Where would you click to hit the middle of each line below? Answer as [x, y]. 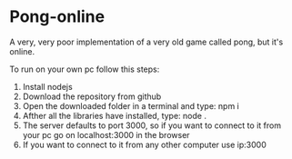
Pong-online [57, 17]
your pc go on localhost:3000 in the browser [106, 134]
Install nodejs [47, 86]
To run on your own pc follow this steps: [85, 69]
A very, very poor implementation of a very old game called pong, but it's [146, 42]
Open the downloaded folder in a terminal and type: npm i [131, 105]
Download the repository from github [92, 96]
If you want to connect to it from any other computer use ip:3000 [144, 144]
